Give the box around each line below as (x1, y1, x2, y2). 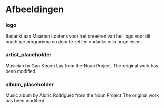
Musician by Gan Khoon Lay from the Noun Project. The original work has (5, 62, 158, 69)
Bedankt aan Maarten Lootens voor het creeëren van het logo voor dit (5, 33, 151, 39)
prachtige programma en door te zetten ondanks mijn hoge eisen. (5, 39, 142, 45)
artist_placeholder (5, 51, 52, 58)
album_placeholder (5, 81, 54, 88)
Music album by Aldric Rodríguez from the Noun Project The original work (5, 92, 159, 98)
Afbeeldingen (5, 4, 64, 15)
